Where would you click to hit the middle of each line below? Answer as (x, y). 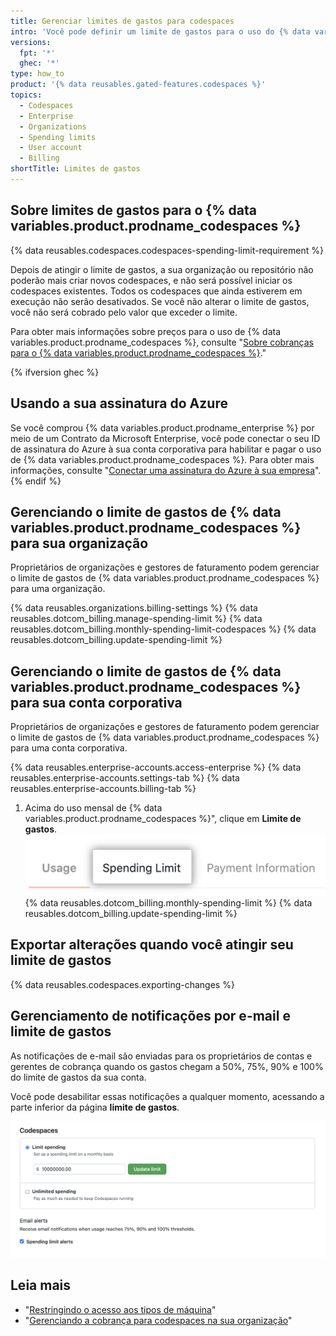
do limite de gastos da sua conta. (78, 1077)
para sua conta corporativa (96, 702)
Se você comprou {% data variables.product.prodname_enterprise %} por (162, 427)
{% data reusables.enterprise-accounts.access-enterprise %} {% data (156, 767)
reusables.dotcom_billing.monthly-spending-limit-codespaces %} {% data (163, 629)
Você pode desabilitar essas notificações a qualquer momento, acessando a (167, 1096)
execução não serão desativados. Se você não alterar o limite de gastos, (160, 301)
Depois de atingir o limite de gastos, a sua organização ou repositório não (162, 269)
